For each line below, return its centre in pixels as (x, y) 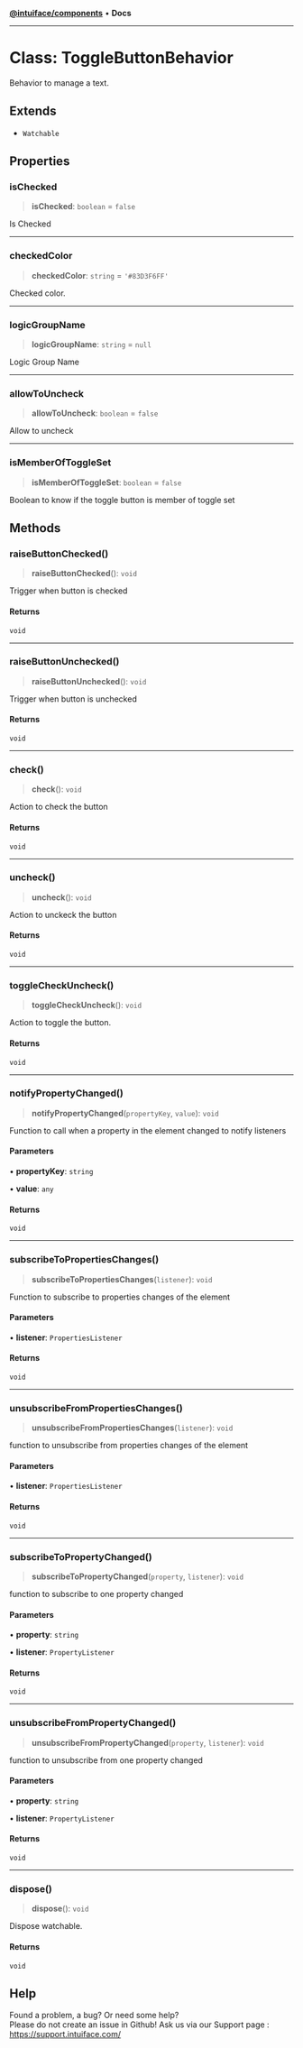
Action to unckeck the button (63, 914)
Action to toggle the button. (60, 1023)
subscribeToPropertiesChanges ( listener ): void (122, 1279)
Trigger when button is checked (69, 591)
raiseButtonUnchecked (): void (89, 681)
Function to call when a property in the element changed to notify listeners (148, 1130)
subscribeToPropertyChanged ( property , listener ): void (138, 1576)
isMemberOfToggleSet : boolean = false (106, 482)
